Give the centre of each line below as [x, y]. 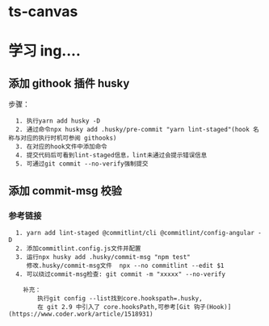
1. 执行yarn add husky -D [58, 121]
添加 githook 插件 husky [69, 83]
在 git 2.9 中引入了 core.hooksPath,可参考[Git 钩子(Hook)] [134, 307]
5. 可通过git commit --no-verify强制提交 [82, 164]
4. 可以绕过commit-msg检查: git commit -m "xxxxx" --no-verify [121, 274]
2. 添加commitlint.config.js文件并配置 [78, 249]
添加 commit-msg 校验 [65, 191]
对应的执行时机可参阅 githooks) [68, 138]
